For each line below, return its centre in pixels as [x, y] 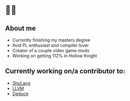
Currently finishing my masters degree [51, 40]
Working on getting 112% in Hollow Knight [55, 56]
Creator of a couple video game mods [51, 50]
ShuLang [21, 83]
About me [20, 28]
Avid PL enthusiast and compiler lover [50, 45]
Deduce [20, 94]
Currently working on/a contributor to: [65, 71]
